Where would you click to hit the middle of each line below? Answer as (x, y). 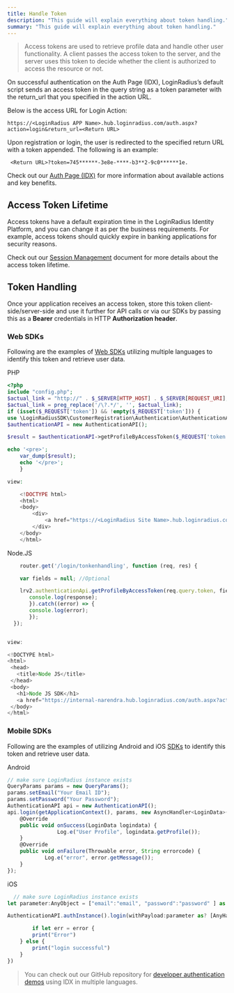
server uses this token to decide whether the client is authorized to (120, 61)
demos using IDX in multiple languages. (81, 982)
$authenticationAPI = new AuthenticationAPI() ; (78, 424)
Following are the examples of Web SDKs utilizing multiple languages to (110, 352)
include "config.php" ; (40, 392)
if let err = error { (64, 929)
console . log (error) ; (59, 611)
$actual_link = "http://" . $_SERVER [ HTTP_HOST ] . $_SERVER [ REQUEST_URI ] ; (118, 398)
